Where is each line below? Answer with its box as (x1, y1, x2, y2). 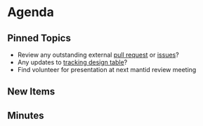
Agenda (7, 4, 54, 20)
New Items (7, 85, 55, 98)
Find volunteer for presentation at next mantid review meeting (17, 66, 197, 73)
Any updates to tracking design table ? (17, 58, 128, 66)
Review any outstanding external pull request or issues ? (17, 50, 179, 59)
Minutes (7, 109, 44, 121)
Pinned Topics (7, 32, 72, 44)
